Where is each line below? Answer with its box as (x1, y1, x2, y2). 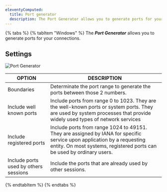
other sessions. (50, 166, 86, 173)
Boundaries (7, 86, 35, 93)
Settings (5, 50, 32, 58)
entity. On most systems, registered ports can (50, 142, 157, 149)
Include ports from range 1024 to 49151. (50, 124, 148, 131)
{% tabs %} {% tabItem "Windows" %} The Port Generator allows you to (5, 30, 155, 36)
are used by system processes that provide (50, 110, 151, 117)
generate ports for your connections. (5, 35, 81, 41)
